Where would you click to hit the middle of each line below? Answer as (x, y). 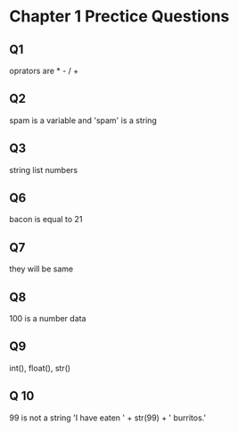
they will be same (41, 269)
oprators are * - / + (44, 71)
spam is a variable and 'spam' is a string (83, 120)
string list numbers (44, 170)
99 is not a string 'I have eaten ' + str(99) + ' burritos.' (108, 418)
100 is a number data (48, 319)
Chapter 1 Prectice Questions (119, 17)
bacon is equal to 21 (46, 220)
